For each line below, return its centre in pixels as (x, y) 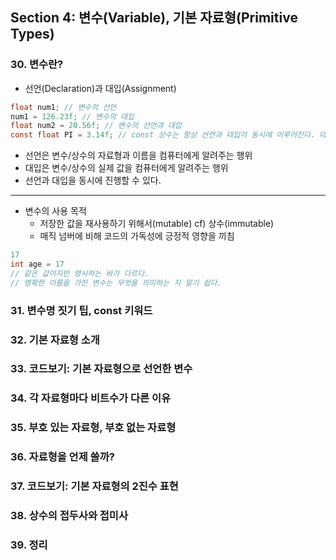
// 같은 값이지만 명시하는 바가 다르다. (80, 273)
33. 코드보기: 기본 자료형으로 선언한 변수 (101, 369)
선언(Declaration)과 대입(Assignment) (100, 88)
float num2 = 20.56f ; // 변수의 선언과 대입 (96, 126)
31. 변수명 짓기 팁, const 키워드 (81, 310)
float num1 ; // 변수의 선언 (63, 107)
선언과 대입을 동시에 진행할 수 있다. (93, 180)
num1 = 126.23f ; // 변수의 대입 (72, 116)
